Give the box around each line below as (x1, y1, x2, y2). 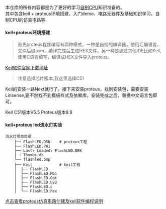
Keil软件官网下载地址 (5, 65, 48, 71)
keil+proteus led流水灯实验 (5, 122, 62, 128)
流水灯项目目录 (5, 134, 32, 139)
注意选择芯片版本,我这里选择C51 (17, 75, 85, 81)
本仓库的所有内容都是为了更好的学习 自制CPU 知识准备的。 (5, 5, 125, 10)
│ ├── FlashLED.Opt (14, 175, 57, 181)
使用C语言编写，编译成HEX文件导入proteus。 (17, 54, 112, 60)
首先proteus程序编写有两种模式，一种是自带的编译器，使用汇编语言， (17, 42, 162, 48)
